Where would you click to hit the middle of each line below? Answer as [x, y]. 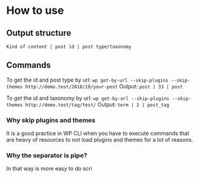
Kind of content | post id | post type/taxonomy [69, 47]
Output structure [39, 33]
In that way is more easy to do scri [49, 169]
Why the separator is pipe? [47, 156]
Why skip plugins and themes [51, 120]
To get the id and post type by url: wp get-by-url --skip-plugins [87, 80]
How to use [35, 11]
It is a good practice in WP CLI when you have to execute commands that [98, 133]
